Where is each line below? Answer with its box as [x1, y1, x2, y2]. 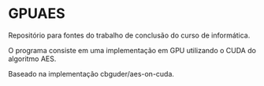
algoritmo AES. [8, 54, 57, 63]
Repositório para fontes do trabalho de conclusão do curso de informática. [8, 30, 251, 40]
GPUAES [8, 5, 65, 23]
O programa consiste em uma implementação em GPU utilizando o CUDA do [8, 45, 256, 55]
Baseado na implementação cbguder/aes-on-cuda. [8, 69, 175, 78]
